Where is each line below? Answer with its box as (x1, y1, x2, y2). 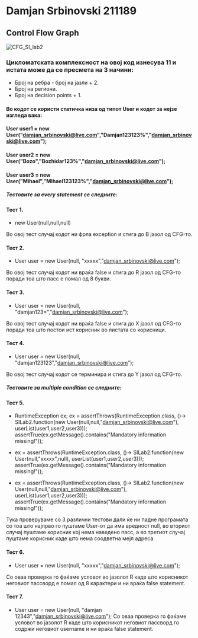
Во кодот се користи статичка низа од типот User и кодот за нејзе (6, 105, 177, 112)
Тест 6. (6, 548, 25, 556)
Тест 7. (6, 593, 24, 600)
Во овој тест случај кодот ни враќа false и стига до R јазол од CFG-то (6, 269, 181, 276)
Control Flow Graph (6, 28, 79, 38)
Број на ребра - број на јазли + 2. (14, 79, 99, 87)
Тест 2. (6, 244, 25, 251)
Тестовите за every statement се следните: (6, 191, 118, 198)
